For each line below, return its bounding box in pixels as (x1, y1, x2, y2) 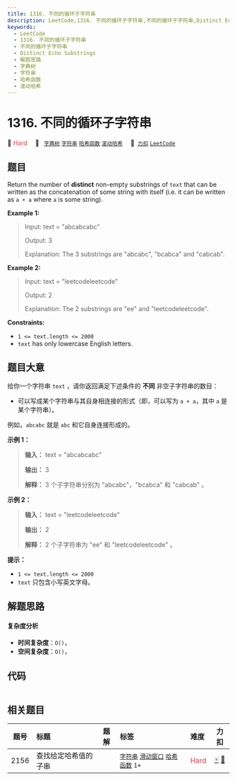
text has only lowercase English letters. (17, 339, 133, 348)
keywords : (7, 23, 37, 30)
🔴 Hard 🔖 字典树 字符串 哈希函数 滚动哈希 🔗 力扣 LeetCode (7, 139, 176, 147)
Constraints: (7, 318, 45, 327)
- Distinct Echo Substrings (13, 50, 97, 57)
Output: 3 (24, 236, 53, 244)
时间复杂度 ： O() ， (17, 638, 71, 647)
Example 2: (7, 264, 41, 272)
